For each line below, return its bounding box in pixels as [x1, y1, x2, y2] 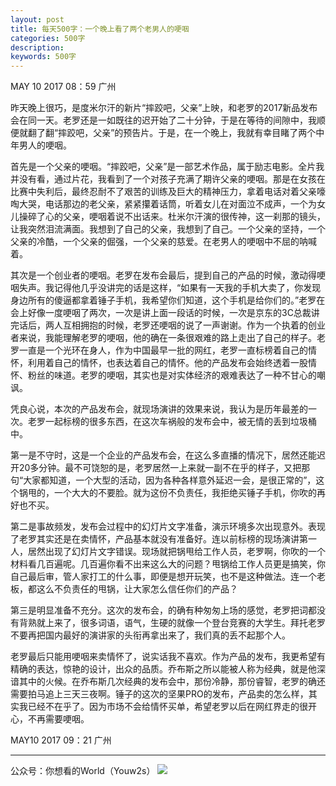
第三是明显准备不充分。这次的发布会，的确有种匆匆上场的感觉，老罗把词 [10, 604, 308, 616]
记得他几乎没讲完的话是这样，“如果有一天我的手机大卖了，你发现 [53, 282, 322, 294]
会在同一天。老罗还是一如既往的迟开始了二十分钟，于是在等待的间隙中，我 [10, 114, 317, 126]
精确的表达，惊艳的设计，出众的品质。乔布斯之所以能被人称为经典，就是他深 [10, 663, 326, 675]
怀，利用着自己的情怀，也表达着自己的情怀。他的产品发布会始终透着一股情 [10, 357, 317, 369]
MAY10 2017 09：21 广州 [10, 734, 112, 746]
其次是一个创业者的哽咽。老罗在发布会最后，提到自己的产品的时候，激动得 [10, 269, 317, 281]
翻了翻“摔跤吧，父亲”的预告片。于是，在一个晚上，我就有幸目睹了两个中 [27, 127, 325, 139]
